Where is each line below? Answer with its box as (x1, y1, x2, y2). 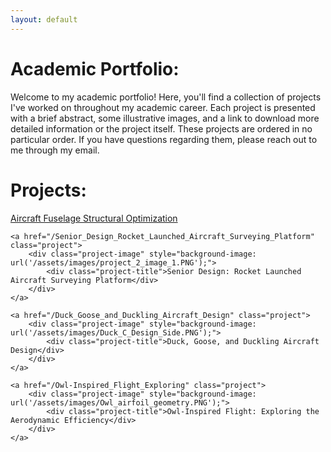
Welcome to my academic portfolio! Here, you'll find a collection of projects (10, 91, 322, 103)
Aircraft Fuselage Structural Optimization (10, 212, 178, 224)
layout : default (10, 14, 78, 25)
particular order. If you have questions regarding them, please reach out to (10, 133, 318, 145)
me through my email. (10, 144, 100, 156)
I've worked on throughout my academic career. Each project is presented (10, 101, 316, 113)
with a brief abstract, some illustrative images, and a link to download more (10, 112, 320, 124)
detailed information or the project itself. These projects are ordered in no (10, 122, 313, 135)
